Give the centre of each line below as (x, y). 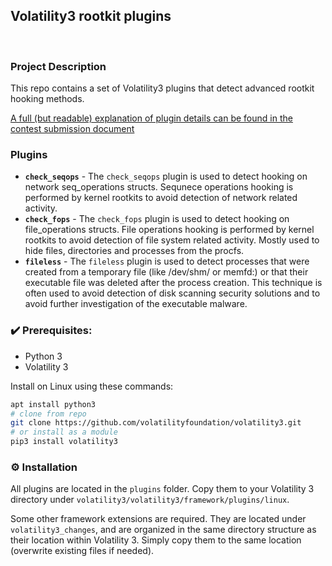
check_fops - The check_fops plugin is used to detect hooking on (157, 219)
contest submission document (72, 129)
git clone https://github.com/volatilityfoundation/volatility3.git (156, 423)
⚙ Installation (44, 467)
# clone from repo (48, 414)
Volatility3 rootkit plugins (91, 16)
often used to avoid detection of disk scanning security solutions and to (172, 293)
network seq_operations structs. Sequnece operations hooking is (159, 187)
